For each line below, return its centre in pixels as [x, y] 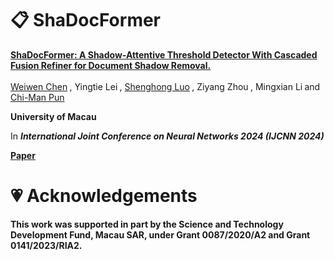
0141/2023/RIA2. [46, 245]
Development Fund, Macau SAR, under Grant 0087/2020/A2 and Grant [160, 234]
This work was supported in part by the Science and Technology [147, 224]
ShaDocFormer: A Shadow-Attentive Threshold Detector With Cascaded [164, 54]
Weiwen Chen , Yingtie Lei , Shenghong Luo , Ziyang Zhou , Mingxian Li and [165, 86]
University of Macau [53, 116]
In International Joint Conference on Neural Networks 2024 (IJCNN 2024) [167, 136]
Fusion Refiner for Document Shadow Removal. [111, 65]
